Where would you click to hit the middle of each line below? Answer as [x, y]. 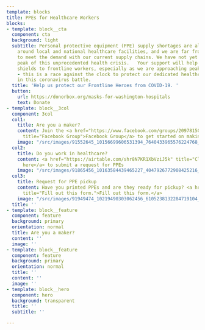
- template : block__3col [38, 108]
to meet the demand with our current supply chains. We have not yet [108, 57]
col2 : [19, 148]
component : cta [31, 35]
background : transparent [43, 301]
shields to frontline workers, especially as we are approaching [102, 68]
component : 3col [32, 114]
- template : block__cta [37, 29]
